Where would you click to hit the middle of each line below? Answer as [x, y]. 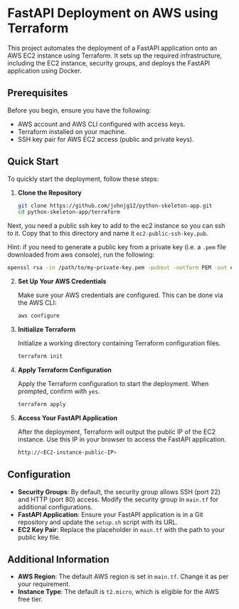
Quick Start [33, 162]
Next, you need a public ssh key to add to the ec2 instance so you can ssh [116, 226]
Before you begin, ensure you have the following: [79, 110]
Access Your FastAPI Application [68, 417]
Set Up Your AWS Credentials [62, 281]
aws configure [38, 316]
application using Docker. [44, 71]
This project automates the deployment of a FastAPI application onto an [112, 48]
